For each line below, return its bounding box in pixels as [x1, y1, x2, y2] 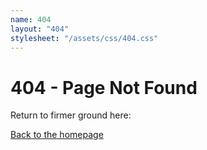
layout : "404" [10, 24, 70, 34]
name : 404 [10, 14, 52, 25]
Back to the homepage [10, 129, 104, 141]
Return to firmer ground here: [10, 109, 132, 121]
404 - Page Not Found [10, 76, 198, 99]
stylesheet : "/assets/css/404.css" [10, 33, 159, 43]
